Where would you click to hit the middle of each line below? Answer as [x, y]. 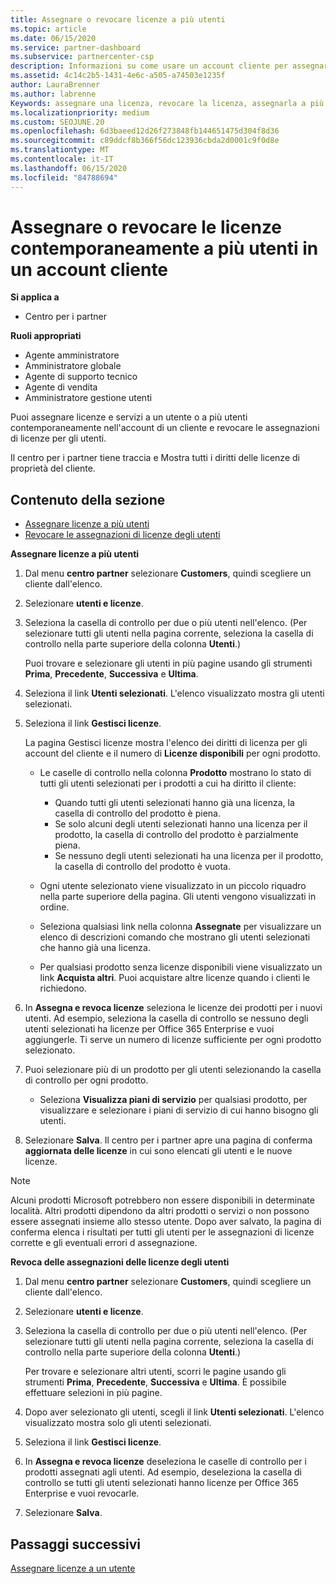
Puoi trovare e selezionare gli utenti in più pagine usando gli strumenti [168, 663]
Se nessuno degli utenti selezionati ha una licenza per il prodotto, [189, 856]
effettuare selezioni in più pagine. [93, 1393]
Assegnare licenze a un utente [73, 1568]
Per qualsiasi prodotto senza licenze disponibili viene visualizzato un [181, 967]
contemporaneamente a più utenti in [164, 248]
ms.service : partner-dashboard [75, 47]
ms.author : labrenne [53, 94]
